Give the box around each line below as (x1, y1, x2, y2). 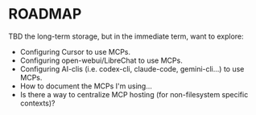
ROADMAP (8, 5, 82, 23)
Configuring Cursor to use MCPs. (19, 47, 131, 56)
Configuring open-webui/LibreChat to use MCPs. (19, 55, 183, 65)
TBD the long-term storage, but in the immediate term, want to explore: (8, 31, 244, 41)
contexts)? (19, 98, 56, 108)
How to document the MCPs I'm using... (19, 81, 153, 91)
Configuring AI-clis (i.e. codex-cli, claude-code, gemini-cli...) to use (19, 64, 245, 73)
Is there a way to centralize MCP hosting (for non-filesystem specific (19, 89, 249, 99)
